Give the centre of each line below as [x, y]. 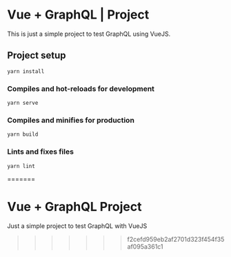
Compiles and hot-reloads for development [81, 88]
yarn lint [21, 166]
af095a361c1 [145, 246]
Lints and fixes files [41, 152]
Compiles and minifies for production [71, 120]
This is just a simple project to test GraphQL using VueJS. [89, 34]
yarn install [26, 71]
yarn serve [23, 103]
